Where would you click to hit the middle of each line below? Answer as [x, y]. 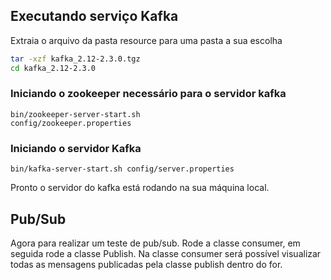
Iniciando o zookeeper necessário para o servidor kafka [148, 94]
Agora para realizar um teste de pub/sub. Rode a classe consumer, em [155, 243]
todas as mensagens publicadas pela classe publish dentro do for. [146, 264]
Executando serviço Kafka [94, 16]
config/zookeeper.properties [71, 123]
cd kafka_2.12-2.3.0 [53, 68]
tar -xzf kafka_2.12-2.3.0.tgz [75, 59]
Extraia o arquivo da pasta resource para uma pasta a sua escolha [146, 40]
